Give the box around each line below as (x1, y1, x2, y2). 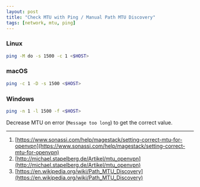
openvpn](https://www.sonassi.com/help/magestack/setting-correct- (14, 142, 186, 149)
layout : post (6, 8, 39, 15)
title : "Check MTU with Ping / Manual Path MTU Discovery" (6, 14, 156, 20)
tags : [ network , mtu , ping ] (6, 20, 76, 26)
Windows (6, 95, 35, 103)
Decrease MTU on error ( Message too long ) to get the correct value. (6, 119, 173, 126)
